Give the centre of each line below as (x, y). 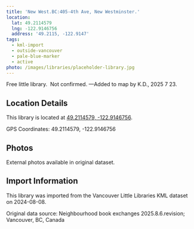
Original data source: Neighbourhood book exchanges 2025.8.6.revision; (96, 213)
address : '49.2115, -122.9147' (50, 34)
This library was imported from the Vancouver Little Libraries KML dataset (97, 196)
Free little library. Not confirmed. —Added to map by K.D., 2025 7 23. (92, 84)
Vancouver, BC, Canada (35, 219)
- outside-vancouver (37, 51)
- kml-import (28, 45)
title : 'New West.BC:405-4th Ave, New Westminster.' (73, 12)
